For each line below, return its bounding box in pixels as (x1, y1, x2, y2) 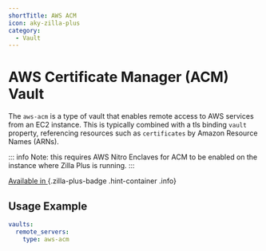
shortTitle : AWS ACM (8, 11, 77, 20)
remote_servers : (15, 228, 69, 236)
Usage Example (8, 199, 88, 213)
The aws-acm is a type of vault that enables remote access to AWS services (8, 112, 254, 121)
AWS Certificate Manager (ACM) (8, 69, 229, 86)
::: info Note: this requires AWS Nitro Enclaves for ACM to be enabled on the (8, 152, 258, 162)
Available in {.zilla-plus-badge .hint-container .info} (8, 176, 177, 186)
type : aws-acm (22, 235, 69, 243)
